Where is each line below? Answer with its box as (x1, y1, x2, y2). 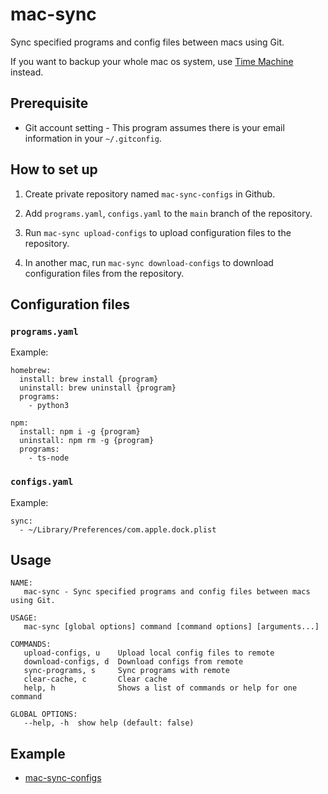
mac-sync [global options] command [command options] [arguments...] (23, 622, 320, 632)
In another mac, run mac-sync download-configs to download (24, 256, 274, 268)
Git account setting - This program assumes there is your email (24, 121, 285, 133)
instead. (10, 66, 44, 78)
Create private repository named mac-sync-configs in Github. (24, 188, 276, 200)
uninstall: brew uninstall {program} (19, 383, 177, 393)
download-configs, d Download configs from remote (23, 657, 244, 667)
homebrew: (10, 366, 52, 376)
